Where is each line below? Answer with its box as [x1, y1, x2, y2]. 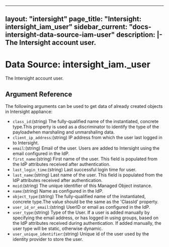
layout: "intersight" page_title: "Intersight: [5, 15, 142, 23]
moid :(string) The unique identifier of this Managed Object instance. [12, 182, 152, 189]
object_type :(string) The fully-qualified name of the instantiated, [12, 194, 146, 200]
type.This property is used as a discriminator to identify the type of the [12, 124, 159, 130]
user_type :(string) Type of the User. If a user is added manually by [12, 210, 150, 216]
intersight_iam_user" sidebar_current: [5, 23, 128, 31]
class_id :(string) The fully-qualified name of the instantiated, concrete [12, 118, 159, 125]
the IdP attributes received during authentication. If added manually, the [12, 220, 162, 226]
